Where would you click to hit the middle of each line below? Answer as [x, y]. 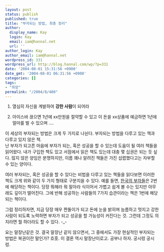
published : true [22, 19]
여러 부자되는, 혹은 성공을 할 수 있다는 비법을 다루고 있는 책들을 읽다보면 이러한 [80, 174]
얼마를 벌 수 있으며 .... [33, 123]
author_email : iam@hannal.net [36, 55]
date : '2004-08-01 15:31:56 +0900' [41, 69]
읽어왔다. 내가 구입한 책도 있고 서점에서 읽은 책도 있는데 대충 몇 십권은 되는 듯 [79, 152]
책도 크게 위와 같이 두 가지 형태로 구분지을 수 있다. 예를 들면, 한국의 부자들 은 [77, 181]
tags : [11, 83]
